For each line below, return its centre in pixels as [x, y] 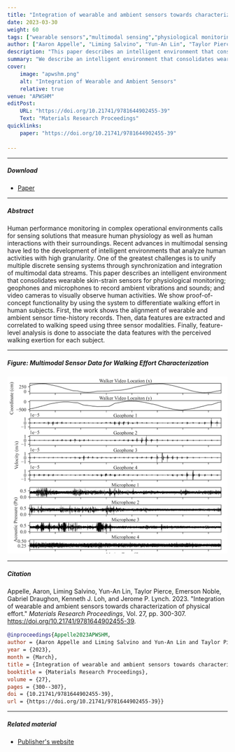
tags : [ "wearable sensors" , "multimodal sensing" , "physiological [103, 37]
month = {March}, [33, 657]
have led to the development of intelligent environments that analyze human [116, 251]
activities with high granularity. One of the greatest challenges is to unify [112, 258]
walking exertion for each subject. [56, 340]
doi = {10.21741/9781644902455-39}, [60, 694]
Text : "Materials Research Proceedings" [79, 119]
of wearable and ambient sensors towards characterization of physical [109, 606]
